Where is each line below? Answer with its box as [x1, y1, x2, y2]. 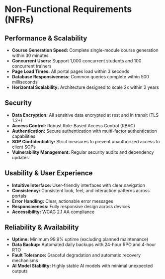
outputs [11, 268, 28, 274]
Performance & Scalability [4, 34, 87, 42]
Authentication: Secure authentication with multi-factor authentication [11, 128, 157, 134]
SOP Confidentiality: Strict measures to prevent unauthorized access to [11, 138, 160, 144]
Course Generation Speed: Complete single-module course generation [11, 47, 159, 53]
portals [11, 193, 27, 199]
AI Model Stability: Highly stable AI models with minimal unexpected [11, 263, 153, 269]
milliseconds [11, 79, 38, 85]
